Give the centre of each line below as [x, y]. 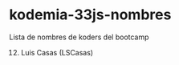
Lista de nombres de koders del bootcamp [79, 37]
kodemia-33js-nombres [90, 15]
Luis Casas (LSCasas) [57, 52]
